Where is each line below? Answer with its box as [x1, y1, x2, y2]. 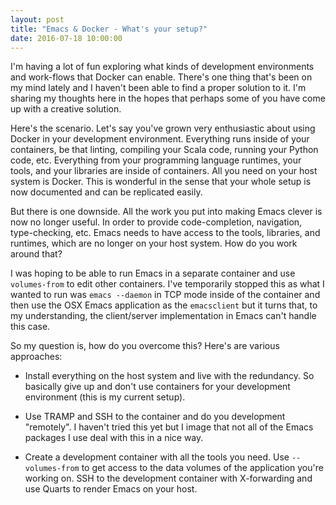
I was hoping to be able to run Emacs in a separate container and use [10, 267, 296, 280]
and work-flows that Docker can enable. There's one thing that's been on [10, 71, 313, 83]
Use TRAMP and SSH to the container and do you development [24, 411, 286, 423]
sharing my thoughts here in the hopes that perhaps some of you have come [10, 92, 326, 105]
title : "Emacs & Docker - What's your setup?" [10, 24, 208, 34]
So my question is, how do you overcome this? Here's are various [10, 340, 280, 352]
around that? [10, 248, 63, 260]
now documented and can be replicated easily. [10, 186, 203, 198]
